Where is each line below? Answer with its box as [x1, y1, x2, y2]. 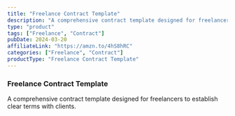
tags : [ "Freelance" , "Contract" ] [7, 29, 105, 37]
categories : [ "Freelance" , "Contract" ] [7, 50, 124, 57]
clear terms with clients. [7, 102, 77, 110]
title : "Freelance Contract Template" [7, 10, 120, 17]
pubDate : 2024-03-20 [7, 36, 68, 43]
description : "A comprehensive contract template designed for [7, 17, 196, 24]
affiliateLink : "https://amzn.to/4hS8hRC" [7, 43, 133, 50]
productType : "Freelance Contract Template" [7, 56, 139, 63]
